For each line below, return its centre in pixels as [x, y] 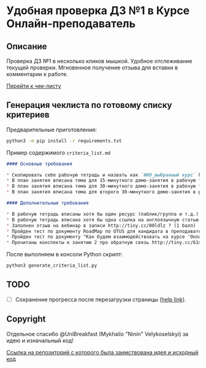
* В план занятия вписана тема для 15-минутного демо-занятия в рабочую [101, 181]
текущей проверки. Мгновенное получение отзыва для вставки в [92, 67]
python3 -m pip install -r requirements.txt [64, 141]
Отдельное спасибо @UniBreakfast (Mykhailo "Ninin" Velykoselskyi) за [97, 334]
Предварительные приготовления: [51, 129]
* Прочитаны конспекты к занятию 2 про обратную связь [78, 243]
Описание [27, 46]
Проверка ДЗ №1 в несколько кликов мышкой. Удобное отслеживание [99, 61]
